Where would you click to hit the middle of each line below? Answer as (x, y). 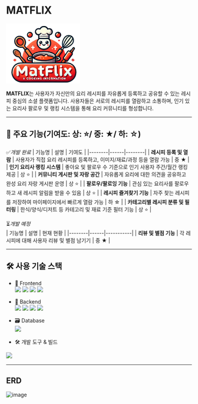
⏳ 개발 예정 (18, 224)
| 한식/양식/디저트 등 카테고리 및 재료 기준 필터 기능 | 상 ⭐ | (84, 209)
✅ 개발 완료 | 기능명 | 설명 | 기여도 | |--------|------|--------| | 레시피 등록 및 (94, 152)
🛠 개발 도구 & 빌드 (36, 342)
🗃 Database (30, 321)
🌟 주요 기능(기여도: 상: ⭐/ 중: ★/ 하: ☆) (74, 134)
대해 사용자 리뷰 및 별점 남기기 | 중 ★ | (66, 240)
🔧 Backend (28, 302)
